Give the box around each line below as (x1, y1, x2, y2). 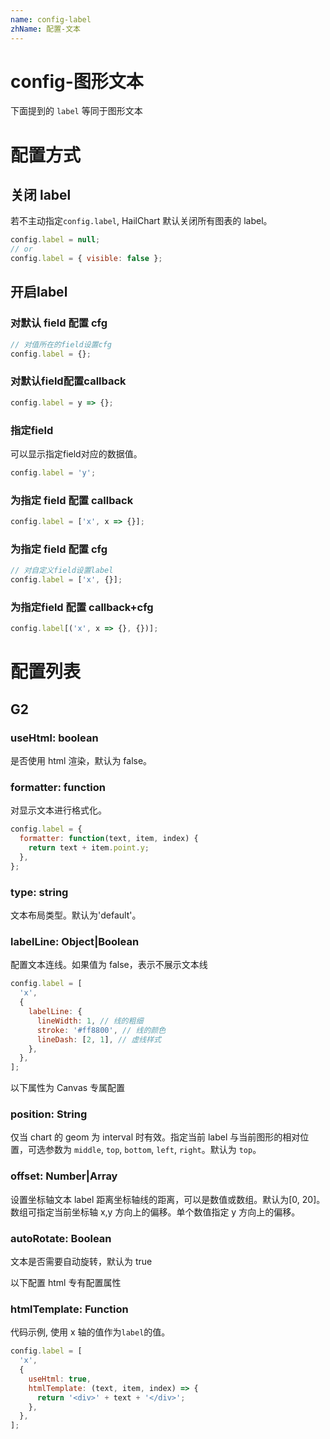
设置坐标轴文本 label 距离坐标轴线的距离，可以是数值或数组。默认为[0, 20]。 (10, 1193, 326, 1205)
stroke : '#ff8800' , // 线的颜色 (36, 1025, 167, 1035)
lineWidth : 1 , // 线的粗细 (36, 1016, 144, 1026)
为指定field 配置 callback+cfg (10, 600, 154, 614)
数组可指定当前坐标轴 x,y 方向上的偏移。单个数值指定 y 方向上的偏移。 (10, 1206, 301, 1218)
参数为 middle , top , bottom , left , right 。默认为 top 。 (44, 1144, 262, 1156)
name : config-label (10, 14, 92, 25)
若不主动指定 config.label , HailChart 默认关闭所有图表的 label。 (10, 215, 273, 227)
